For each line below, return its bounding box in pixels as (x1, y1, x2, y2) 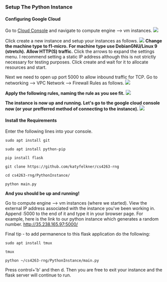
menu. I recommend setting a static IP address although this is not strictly (5, 54, 156, 60)
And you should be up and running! (5, 191, 80, 197)
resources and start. (5, 64, 47, 70)
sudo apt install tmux (5, 241, 52, 246)
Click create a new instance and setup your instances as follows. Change (5, 38, 163, 44)
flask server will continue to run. (5, 272, 71, 278)
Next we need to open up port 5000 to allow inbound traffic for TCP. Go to (5, 74, 158, 80)
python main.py (5, 182, 37, 187)
